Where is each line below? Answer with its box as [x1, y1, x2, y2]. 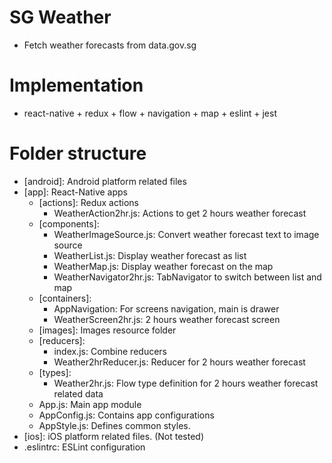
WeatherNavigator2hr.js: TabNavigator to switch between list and [53, 271, 322, 283]
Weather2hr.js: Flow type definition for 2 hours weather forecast [53, 377, 319, 389]
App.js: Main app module [38, 398, 142, 410]
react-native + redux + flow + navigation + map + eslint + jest [23, 107, 277, 119]
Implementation [9, 74, 144, 97]
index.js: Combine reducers [53, 345, 167, 357]
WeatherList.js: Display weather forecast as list [53, 249, 247, 261]
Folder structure [9, 142, 147, 165]
